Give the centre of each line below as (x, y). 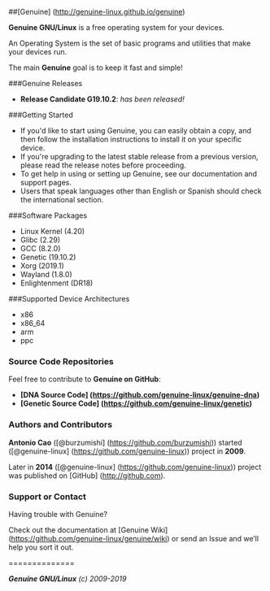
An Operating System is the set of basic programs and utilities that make (130, 43)
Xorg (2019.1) (42, 266)
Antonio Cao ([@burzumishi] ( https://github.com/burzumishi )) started (125, 442)
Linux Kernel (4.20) (52, 231)
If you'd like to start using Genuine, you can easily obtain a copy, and (136, 130)
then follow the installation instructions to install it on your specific (131, 139)
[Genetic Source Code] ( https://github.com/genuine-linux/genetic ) (136, 404)
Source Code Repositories (61, 361)
